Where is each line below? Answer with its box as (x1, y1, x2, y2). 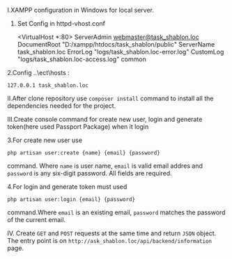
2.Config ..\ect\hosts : (7, 69, 70, 77)
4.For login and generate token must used (7, 182, 127, 191)
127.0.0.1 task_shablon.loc (7, 82, 89, 89)
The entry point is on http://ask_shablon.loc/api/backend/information (7, 237, 212, 244)
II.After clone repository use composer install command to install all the (7, 94, 214, 102)
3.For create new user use (7, 136, 82, 144)
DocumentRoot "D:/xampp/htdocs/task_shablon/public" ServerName (17, 40, 215, 48)
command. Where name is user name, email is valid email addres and (7, 162, 203, 170)
